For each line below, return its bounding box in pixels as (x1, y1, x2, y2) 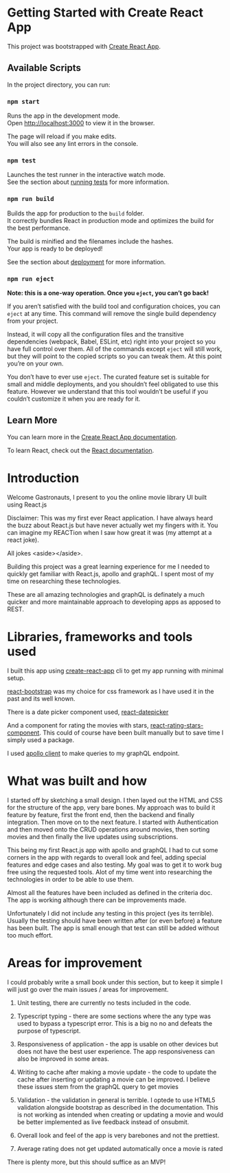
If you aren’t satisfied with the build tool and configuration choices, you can (7, 302, 221, 310)
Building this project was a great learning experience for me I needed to (7, 562, 210, 571)
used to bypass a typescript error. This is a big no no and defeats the (16, 1019, 213, 1027)
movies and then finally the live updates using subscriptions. (7, 832, 179, 841)
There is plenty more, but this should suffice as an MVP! (7, 1158, 166, 1166)
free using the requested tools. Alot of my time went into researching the (7, 867, 213, 876)
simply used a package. (7, 735, 74, 744)
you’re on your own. (7, 359, 64, 368)
